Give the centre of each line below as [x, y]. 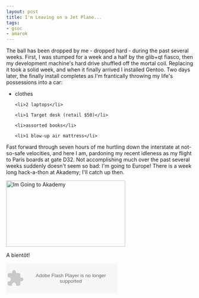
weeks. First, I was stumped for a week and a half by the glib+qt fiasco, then [99, 57]
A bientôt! [18, 255]
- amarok [17, 34]
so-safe [16, 153]
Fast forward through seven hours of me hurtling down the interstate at [93, 147]
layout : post [22, 12]
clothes [24, 94]
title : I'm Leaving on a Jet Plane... [54, 17]
